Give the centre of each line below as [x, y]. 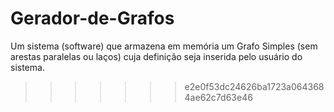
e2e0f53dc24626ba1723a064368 [254, 86]
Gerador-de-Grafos [92, 18]
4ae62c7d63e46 [218, 97]
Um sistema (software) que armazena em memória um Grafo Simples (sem [164, 46]
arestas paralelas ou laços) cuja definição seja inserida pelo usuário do [156, 56]
